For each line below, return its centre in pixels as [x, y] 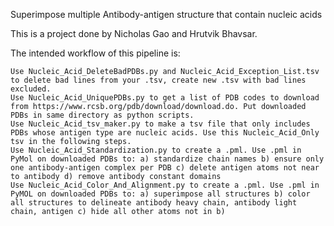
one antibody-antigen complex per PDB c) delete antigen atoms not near [165, 168]
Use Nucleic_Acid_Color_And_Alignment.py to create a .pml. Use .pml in [165, 185]
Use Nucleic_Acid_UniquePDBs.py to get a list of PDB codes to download [165, 98]
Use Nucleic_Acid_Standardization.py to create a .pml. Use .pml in [156, 150]
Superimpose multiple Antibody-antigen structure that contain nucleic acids [166, 14]
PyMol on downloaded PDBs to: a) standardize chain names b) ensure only [167, 159]
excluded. [31, 89]
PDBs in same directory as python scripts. [102, 115]
